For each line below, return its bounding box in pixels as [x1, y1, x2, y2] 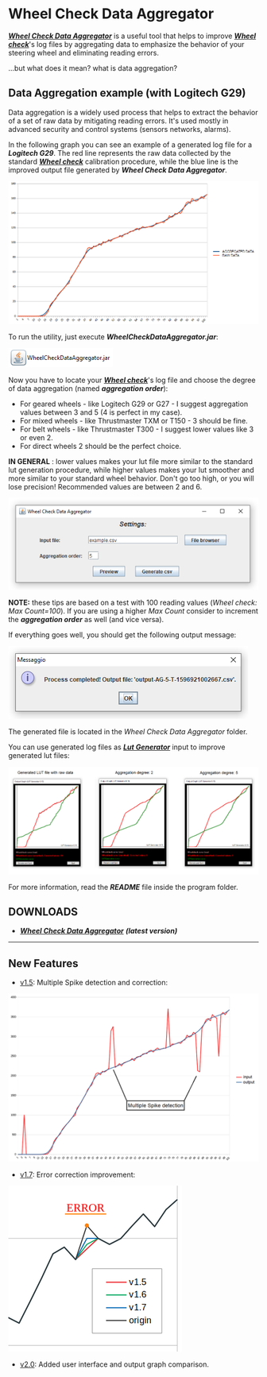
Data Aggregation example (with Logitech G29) [8, 87, 246, 100]
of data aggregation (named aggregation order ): [8, 384, 168, 393]
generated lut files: [8, 750, 70, 760]
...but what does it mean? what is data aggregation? [8, 63, 177, 72]
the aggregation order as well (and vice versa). [8, 614, 164, 624]
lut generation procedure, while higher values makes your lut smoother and [8, 466, 254, 475]
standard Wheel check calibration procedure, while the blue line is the [8, 157, 238, 166]
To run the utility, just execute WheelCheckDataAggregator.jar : [8, 332, 219, 342]
